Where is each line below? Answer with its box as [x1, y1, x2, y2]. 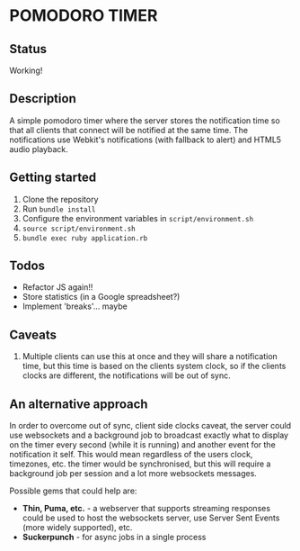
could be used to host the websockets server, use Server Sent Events [22, 512, 280, 523]
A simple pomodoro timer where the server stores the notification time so [9, 114, 280, 126]
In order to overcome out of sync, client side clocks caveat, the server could [9, 420, 292, 431]
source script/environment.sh [22, 224, 137, 233]
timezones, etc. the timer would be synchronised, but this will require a [9, 458, 271, 469]
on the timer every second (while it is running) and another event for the [9, 439, 276, 450]
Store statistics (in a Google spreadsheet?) [22, 292, 181, 303]
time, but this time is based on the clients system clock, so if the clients [22, 361, 287, 372]
